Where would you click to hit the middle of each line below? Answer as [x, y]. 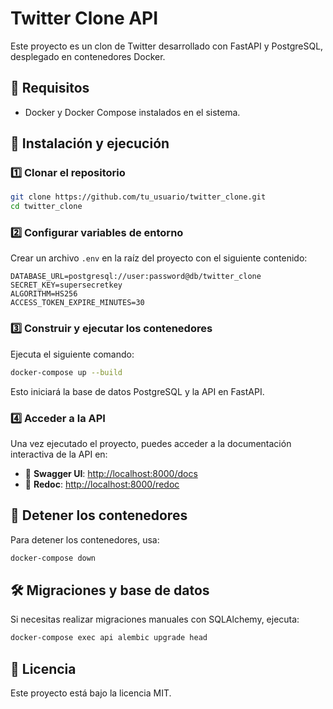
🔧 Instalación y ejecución [90, 143]
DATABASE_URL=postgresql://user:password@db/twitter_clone [136, 277]
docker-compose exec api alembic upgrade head [109, 638]
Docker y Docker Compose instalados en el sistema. [132, 112]
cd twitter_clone [46, 207]
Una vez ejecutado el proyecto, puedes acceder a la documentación [151, 443]
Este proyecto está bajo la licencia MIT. [91, 693]
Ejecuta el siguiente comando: [72, 354]
